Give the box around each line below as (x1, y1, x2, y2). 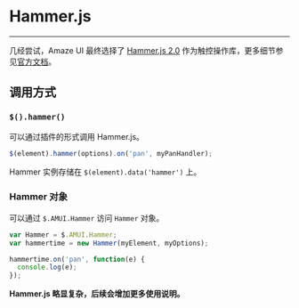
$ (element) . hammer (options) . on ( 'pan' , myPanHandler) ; (9, 149, 214, 158)
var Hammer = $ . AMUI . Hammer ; (9, 230, 117, 239)
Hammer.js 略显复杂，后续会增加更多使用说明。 (9, 288, 185, 299)
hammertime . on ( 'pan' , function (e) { (9, 255, 145, 263)
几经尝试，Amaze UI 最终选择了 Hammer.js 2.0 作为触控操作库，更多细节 (9, 45, 276, 55)
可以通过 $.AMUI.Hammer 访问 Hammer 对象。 (9, 212, 165, 223)
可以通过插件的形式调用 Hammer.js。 (9, 131, 145, 142)
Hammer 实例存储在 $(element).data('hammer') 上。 (9, 166, 202, 177)
